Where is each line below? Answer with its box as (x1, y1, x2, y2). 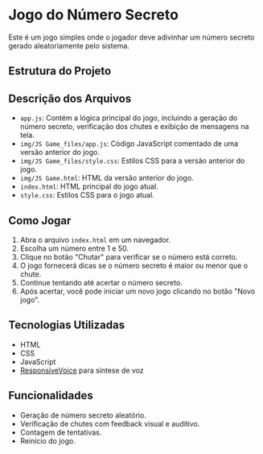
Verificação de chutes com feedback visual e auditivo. (19, 419, 200, 428)
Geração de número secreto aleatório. (19, 410, 146, 420)
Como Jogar (8, 214, 72, 227)
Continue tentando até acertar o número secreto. (19, 277, 183, 287)
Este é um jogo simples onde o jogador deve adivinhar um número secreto (8, 32, 255, 42)
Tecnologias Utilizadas (8, 319, 125, 332)
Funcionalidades (8, 389, 94, 402)
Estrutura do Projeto (8, 65, 112, 78)
